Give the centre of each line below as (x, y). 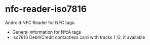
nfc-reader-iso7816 (46, 9)
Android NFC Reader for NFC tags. (40, 22)
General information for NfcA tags (47, 32)
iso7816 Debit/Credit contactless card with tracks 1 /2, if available (79, 37)
